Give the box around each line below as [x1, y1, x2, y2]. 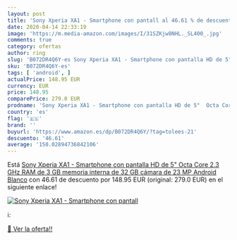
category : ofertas [7, 43, 61, 50]
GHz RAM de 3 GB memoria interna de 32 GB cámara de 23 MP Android [7, 168, 217, 177]
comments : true [7, 37, 52, 44]
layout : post [7, 10, 46, 18]
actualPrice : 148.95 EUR [7, 75, 80, 83]
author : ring [7, 50, 46, 57]
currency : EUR [7, 82, 49, 89]
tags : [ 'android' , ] [7, 69, 71, 76]
